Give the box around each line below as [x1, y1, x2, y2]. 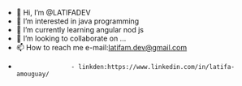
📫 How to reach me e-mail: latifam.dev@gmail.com [15, 43, 188, 52]
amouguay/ [15, 70, 50, 78]
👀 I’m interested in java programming [15, 16, 140, 26]
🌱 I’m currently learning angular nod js [15, 25, 145, 34]
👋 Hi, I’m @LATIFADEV [15, 8, 91, 17]
